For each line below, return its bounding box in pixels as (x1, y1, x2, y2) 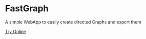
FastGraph (5, 3, 49, 14)
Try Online (5, 28, 26, 34)
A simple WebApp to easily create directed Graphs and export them (5, 19, 141, 25)
